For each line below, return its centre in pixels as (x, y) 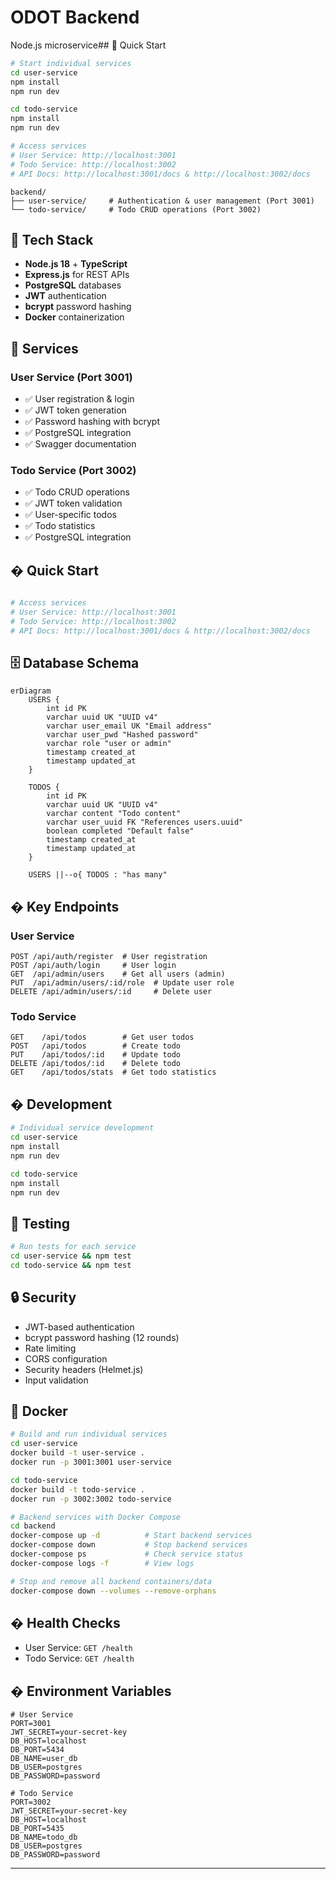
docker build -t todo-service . (77, 1489)
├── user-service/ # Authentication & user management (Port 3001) (162, 201)
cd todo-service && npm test (71, 1265)
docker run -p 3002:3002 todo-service (91, 1499)
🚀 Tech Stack (52, 239)
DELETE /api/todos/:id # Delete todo (96, 1064)
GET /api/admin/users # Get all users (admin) (118, 974)
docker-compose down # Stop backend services (129, 1545)
